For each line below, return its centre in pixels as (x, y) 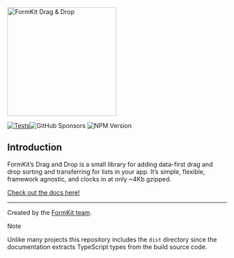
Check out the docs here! (44, 192)
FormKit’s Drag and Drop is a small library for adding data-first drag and (110, 164)
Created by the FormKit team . (49, 212)
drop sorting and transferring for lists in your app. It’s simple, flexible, (106, 171)
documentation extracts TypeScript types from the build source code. (107, 247)
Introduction (35, 148)
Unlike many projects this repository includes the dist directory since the (112, 239)
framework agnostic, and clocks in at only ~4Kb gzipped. (89, 179)
